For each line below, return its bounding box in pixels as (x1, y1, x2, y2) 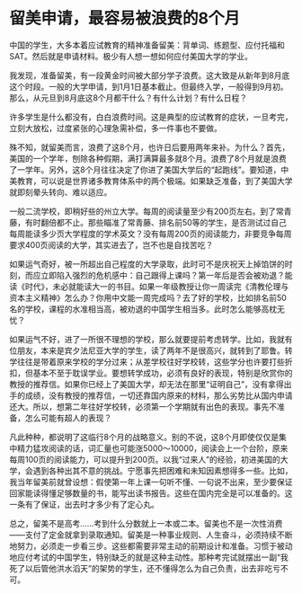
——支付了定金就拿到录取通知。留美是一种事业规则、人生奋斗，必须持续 (9, 529, 277, 540)
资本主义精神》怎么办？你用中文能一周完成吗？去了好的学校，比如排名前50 (9, 292, 288, 303)
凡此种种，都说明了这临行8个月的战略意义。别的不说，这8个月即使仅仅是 (9, 431, 280, 442)
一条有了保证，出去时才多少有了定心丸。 (9, 499, 159, 509)
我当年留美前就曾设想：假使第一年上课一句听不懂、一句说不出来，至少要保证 (9, 476, 293, 487)
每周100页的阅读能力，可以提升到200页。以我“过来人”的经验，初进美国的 (9, 454, 280, 465)
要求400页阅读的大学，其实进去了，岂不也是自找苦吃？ (9, 239, 214, 250)
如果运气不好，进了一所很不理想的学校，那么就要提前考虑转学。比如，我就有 (9, 333, 293, 344)
